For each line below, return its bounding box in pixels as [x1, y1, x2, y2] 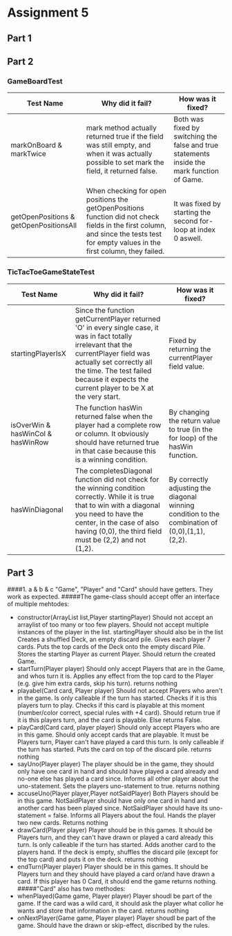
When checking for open [86, 186, 167, 196]
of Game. [173, 175, 204, 184]
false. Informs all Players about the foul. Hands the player [52, 811, 216, 819]
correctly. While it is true [75, 491, 155, 501]
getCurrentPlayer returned [75, 314, 161, 324]
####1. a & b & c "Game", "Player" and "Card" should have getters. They [7, 585, 213, 594]
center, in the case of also [75, 518, 159, 527]
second [173, 216, 198, 226]
